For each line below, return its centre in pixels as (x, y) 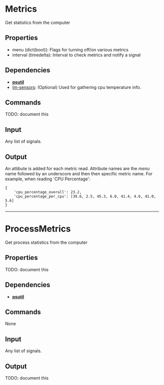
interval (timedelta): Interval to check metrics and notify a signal (76, 55)
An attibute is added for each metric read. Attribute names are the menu (77, 169)
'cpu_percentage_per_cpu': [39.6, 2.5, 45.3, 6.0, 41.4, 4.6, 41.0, (85, 196)
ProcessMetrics (38, 229)
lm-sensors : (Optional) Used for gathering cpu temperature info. (77, 87)
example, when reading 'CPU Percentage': (48, 179)
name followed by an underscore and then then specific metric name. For (79, 174)
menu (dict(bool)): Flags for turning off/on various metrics (70, 49)
